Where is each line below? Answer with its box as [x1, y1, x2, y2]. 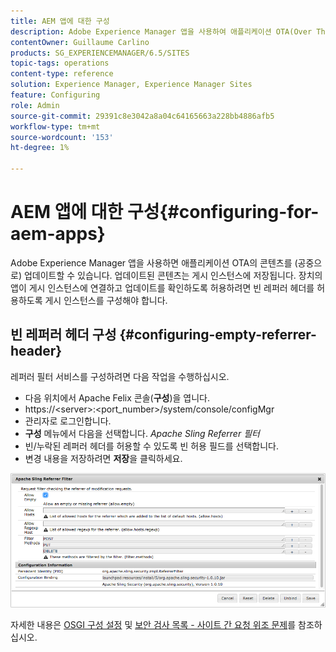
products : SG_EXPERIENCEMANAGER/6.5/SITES [10, 48, 190, 58]
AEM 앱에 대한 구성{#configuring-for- [10, 201, 320, 224]
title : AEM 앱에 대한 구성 [10, 16, 110, 26]
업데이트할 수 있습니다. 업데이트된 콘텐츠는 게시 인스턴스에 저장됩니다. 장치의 [23, 269, 323, 281]
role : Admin [10, 100, 60, 110]
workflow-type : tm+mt [10, 121, 101, 132]
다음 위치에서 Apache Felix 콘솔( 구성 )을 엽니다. [24, 391, 211, 404]
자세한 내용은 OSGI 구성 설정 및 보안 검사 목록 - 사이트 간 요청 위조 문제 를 [10, 619, 297, 631]
